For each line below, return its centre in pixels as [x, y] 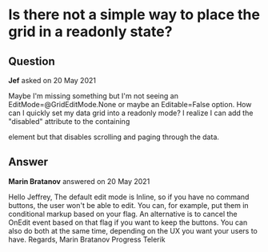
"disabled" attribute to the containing [69, 121]
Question [32, 61]
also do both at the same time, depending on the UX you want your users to [133, 230]
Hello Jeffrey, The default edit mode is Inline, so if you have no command [129, 197]
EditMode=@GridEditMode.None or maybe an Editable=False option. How [130, 104]
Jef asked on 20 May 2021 [52, 80]
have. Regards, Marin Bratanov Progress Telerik [87, 239]
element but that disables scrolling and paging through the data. [114, 137]
